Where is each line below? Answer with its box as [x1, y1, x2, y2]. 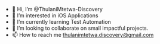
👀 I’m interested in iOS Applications [11, 12, 99, 19]
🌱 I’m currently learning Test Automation [11, 18, 112, 25]
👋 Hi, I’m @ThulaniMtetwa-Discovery [11, 6, 103, 12]
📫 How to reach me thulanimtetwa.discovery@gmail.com [11, 32, 154, 38]
